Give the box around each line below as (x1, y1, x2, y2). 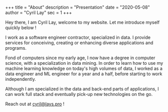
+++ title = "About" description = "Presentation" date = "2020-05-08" (5, 5, 150, 10)
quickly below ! (5, 25, 37, 31)
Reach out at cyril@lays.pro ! (5, 101, 65, 107)
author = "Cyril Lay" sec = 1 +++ (5, 10, 72, 16)
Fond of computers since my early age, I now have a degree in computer (5, 55, 155, 61)
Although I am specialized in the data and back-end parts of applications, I (5, 86, 159, 92)
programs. (5, 45, 27, 51)
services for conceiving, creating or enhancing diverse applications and (5, 40, 153, 46)
